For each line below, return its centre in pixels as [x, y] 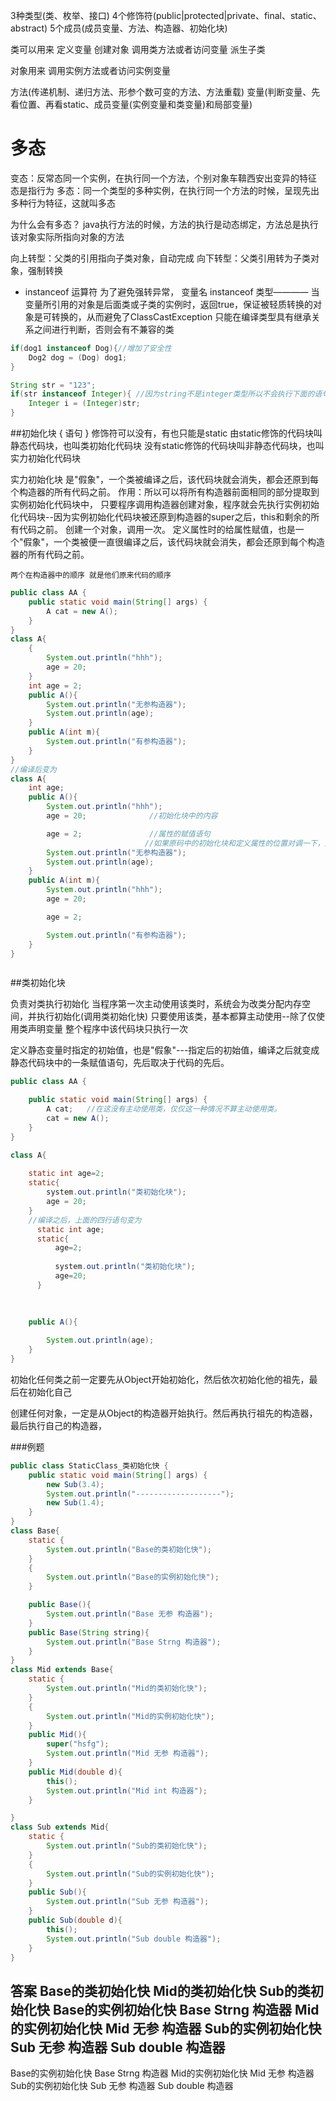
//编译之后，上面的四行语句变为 [85, 1220]
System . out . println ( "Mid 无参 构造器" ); [128, 1754]
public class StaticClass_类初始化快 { [89, 1465]
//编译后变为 [33, 769]
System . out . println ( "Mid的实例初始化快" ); [130, 1716]
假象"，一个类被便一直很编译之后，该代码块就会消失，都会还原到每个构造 [174, 542]
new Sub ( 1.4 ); [75, 1503]
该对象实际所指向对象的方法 [67, 236]
